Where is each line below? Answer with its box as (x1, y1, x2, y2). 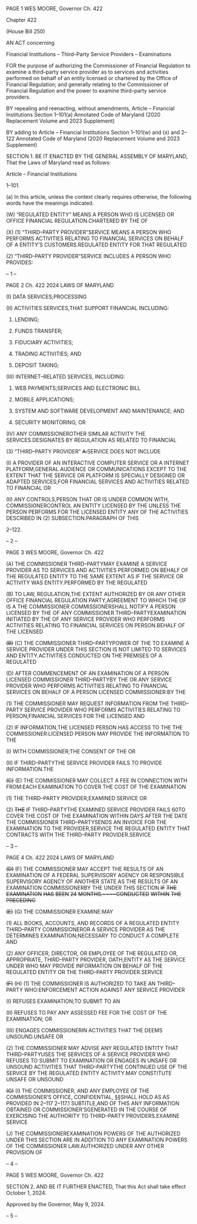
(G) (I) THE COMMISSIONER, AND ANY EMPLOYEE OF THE (6, 1087, 150, 1094)
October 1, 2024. (6, 1189, 47, 1196)
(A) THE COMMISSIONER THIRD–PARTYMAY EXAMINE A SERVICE (6, 560, 168, 567)
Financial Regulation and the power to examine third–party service (6, 87, 166, 94)
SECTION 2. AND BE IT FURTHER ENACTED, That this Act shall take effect (6, 1183, 186, 1190)
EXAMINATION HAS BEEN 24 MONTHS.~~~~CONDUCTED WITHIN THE (6, 890, 182, 897)
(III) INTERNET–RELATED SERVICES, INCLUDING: (6, 373, 125, 380)
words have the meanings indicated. (6, 200, 94, 206)
